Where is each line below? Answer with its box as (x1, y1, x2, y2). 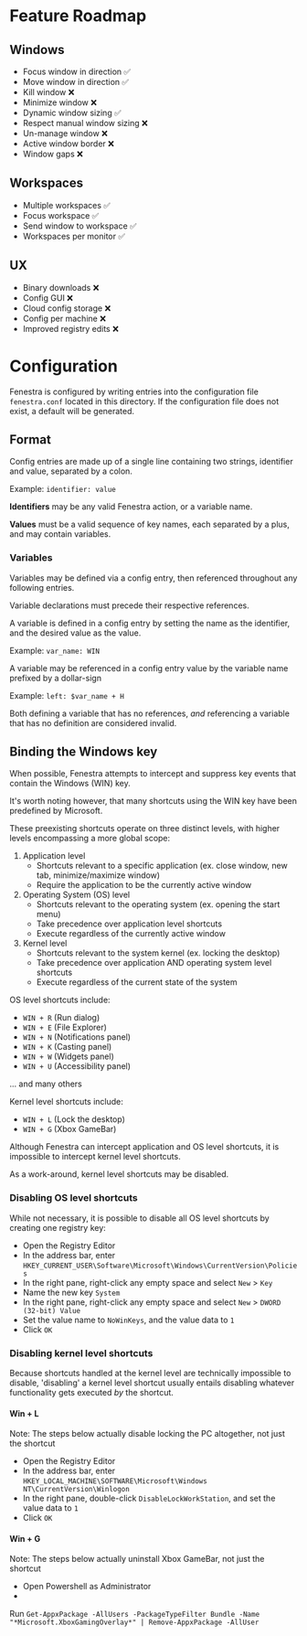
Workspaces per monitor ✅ (22, 230, 126, 241)
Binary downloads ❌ (22, 282, 100, 293)
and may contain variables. (9, 529, 111, 540)
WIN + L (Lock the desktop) (22, 1114, 126, 1125)
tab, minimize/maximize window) (36, 870, 161, 881)
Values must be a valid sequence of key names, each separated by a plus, (9, 519, 291, 530)
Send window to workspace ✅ (22, 220, 137, 231)
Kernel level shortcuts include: (9, 1096, 123, 1107)
